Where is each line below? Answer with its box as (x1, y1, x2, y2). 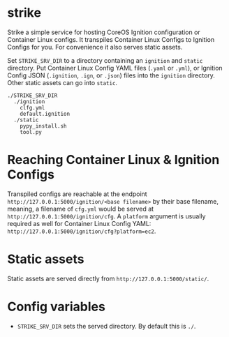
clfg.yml (20, 104, 45, 111)
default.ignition (20, 110, 71, 117)
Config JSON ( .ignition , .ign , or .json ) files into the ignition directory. (7, 71, 215, 80)
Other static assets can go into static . (7, 78, 117, 87)
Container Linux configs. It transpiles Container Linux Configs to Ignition (7, 35, 215, 43)
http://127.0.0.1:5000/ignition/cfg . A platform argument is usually (7, 211, 206, 220)
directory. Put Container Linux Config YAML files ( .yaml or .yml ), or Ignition (7, 63, 223, 72)
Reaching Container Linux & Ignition (7, 152, 220, 168)
